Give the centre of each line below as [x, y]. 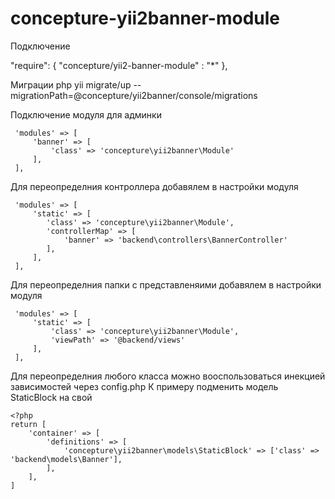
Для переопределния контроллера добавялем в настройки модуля [154, 186]
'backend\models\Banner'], [66, 459]
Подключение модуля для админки [86, 114]
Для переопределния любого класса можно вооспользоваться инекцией [168, 376]
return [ [28, 424]
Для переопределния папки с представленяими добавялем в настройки [166, 284]
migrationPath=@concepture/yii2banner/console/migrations [134, 95]
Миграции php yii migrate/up [71, 84]
